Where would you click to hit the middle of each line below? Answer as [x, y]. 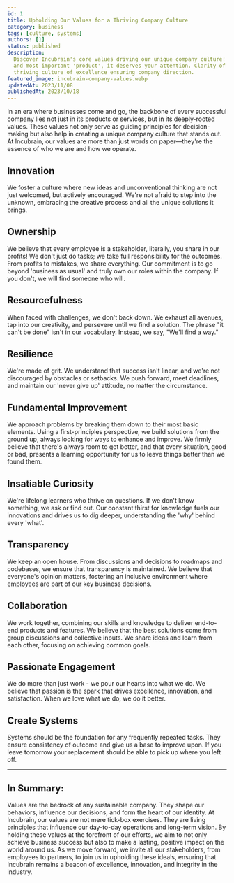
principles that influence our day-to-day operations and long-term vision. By [117, 827]
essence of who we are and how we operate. [72, 149]
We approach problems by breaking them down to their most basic [103, 424]
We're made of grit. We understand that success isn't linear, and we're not [114, 371]
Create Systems [43, 720]
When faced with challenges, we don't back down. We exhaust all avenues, [116, 317]
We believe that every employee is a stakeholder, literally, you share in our [113, 248]
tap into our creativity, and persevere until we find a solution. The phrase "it [116, 324]
